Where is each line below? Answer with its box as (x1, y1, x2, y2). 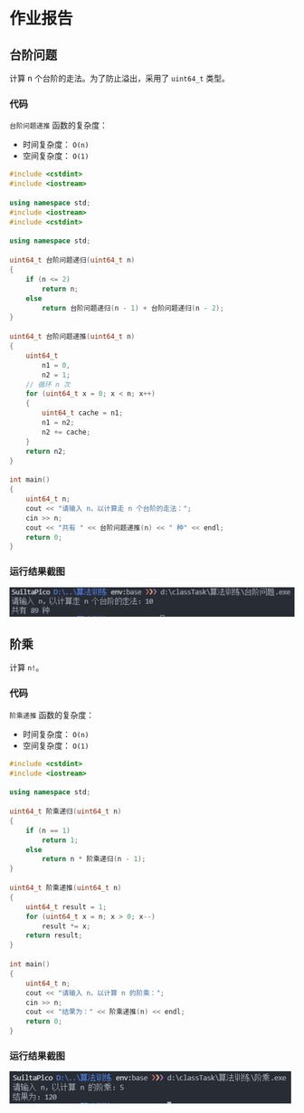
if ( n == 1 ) (25, 826, 71, 835)
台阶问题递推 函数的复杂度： (9, 120, 109, 131)
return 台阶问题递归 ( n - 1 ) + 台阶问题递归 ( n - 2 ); (42, 303, 224, 312)
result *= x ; (42, 921, 91, 931)
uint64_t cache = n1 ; (42, 408, 124, 417)
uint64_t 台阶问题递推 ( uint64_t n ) (9, 332, 136, 341)
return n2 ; (25, 446, 67, 456)
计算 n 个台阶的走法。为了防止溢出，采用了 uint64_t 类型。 (9, 73, 231, 83)
